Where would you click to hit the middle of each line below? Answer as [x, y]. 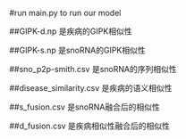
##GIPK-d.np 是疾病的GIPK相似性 [71, 31]
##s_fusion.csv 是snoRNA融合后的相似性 [85, 107]
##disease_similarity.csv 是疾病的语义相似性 [91, 88]
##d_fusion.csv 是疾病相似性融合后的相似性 [89, 126]
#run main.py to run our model [65, 13]
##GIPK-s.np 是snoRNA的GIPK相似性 [77, 50]
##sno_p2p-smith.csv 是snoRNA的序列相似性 [93, 69]
